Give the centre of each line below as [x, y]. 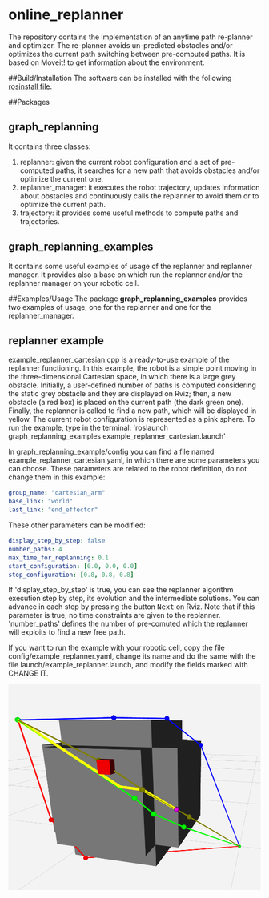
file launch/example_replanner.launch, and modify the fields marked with [128, 665]
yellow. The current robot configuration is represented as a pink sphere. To [132, 419]
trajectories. [40, 221]
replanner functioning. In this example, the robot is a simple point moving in [132, 368]
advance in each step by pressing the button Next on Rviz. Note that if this [132, 607]
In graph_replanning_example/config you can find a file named [111, 452]
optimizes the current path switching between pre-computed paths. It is [127, 54]
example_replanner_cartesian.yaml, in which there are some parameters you [134, 460]
